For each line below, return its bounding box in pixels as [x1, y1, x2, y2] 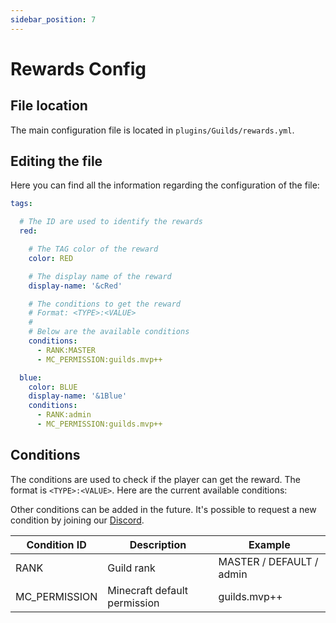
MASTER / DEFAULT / [218, 554, 319, 568]
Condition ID [26, 537, 87, 551]
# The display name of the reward [28, 271, 172, 281]
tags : [10, 199, 33, 209]
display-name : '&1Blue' [28, 391, 128, 401]
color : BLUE [28, 382, 78, 392]
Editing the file [10, 153, 103, 170]
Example [248, 537, 291, 551]
